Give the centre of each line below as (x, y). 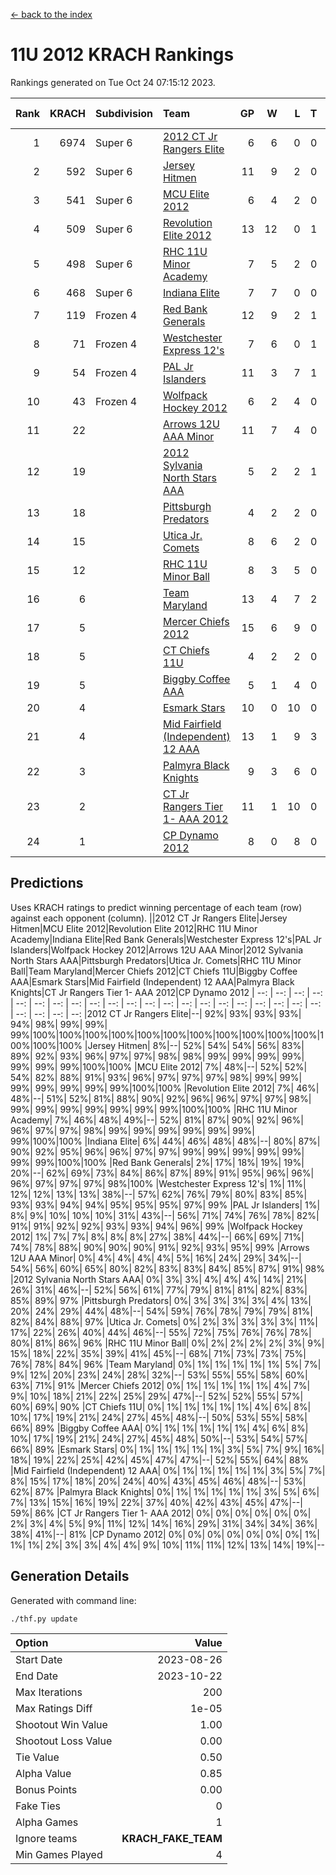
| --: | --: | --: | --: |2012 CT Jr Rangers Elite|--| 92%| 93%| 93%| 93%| (156, 1013)
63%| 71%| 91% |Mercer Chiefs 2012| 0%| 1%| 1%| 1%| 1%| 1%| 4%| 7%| (160, 1385)
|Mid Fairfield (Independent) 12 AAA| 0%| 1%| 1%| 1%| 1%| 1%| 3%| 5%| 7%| (168, 1470)
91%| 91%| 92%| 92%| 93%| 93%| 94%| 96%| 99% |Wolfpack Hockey (156, 1226)
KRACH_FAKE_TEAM (172, 1838)
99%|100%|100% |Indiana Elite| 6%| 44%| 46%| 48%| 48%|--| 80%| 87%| (165, 1141)
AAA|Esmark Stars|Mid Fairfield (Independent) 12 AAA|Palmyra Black (152, 981)
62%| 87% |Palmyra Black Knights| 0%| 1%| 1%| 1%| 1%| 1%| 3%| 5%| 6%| (165, 1491)
